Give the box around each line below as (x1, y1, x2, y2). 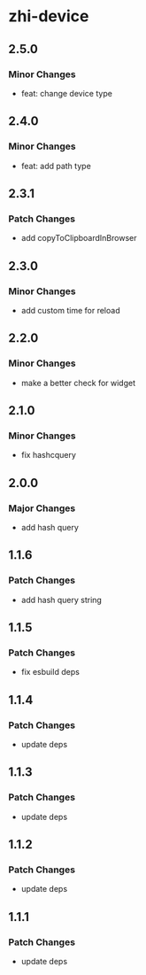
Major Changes (8, 502, 76, 515)
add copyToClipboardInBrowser (20, 233, 137, 244)
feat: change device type (20, 88, 112, 98)
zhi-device (8, 6, 89, 27)
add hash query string (20, 594, 103, 605)
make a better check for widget (20, 377, 136, 388)
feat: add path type (20, 160, 92, 171)
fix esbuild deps (20, 667, 81, 677)
